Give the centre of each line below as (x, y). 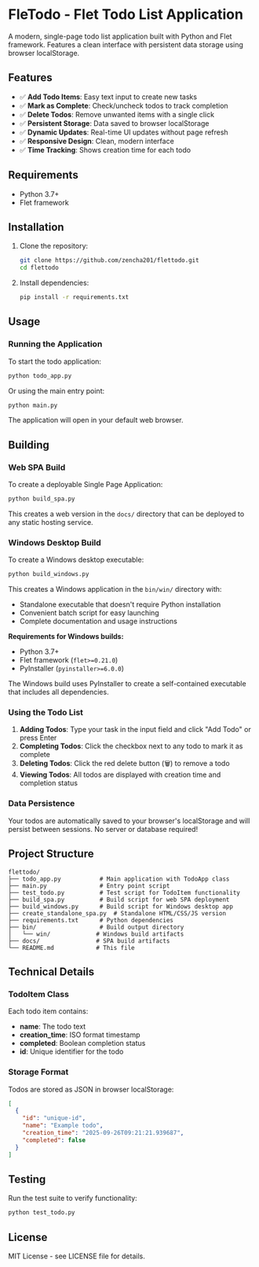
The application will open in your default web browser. (96, 420)
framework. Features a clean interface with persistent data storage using (126, 44)
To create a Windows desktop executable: (76, 560)
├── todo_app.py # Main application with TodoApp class (119, 879)
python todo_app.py (40, 375)
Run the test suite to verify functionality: (73, 1199)
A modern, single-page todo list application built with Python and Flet (120, 36)
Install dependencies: (54, 283)
